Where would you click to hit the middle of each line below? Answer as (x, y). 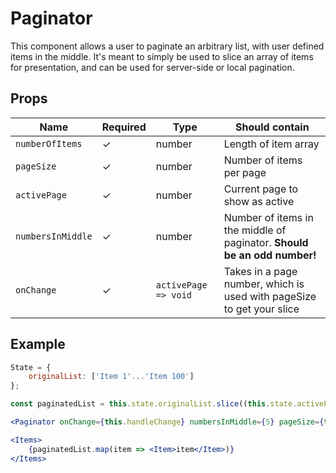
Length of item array (271, 144)
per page (245, 172)
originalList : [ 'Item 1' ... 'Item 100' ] (111, 377)
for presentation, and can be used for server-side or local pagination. (152, 67)
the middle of (255, 230)
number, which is (264, 284)
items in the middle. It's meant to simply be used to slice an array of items (162, 56)
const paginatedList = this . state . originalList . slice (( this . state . (154, 404)
